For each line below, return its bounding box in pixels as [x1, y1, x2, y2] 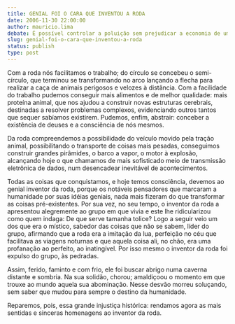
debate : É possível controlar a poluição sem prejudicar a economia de [7, 29, 220, 37]
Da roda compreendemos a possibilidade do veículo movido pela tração [7, 134, 215, 142]
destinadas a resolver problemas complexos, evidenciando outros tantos [7, 106, 217, 114]
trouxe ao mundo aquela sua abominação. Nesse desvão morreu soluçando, [7, 280, 227, 288]
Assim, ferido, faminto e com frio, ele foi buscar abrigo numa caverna [7, 265, 208, 274]
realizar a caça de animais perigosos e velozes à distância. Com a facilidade [7, 83, 227, 92]
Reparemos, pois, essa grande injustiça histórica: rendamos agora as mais [7, 301, 222, 309]
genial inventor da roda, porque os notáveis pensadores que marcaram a [7, 185, 217, 193]
